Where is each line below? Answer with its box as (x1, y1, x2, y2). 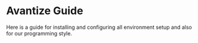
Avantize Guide (6, 4, 83, 18)
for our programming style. (6, 29, 73, 37)
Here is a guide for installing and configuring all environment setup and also (6, 24, 192, 31)
